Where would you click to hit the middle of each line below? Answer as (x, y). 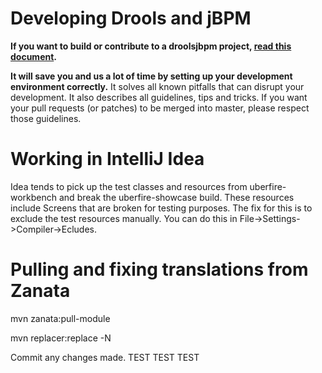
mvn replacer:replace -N (61, 338)
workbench (34, 197)
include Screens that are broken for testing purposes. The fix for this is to (161, 208)
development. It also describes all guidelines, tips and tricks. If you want (159, 97)
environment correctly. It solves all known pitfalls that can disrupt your (157, 86)
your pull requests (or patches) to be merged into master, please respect (160, 108)
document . (34, 56)
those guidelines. (46, 118)
